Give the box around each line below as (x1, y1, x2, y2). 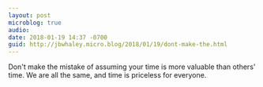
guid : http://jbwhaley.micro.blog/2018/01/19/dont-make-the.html (8, 41, 227, 49)
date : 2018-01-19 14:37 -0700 (8, 33, 108, 42)
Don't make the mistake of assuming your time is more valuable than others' (8, 62, 256, 71)
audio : (8, 26, 30, 34)
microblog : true (8, 19, 62, 27)
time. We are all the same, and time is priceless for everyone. (8, 71, 207, 80)
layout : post (8, 11, 51, 20)
